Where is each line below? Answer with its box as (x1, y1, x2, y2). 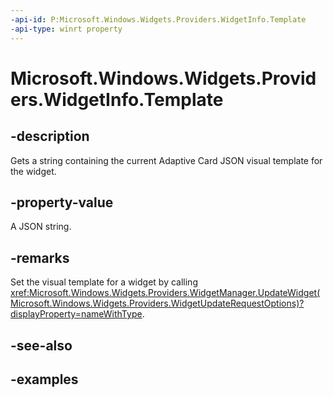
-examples (10, 371, 79, 388)
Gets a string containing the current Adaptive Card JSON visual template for (10, 154, 323, 166)
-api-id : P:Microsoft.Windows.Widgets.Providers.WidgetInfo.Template (10, 14, 307, 25)
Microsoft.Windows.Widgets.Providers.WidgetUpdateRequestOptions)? (10, 297, 305, 310)
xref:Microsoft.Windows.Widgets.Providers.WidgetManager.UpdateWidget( (10, 287, 321, 299)
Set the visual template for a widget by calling (10, 276, 198, 288)
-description (10, 128, 90, 145)
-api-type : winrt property (10, 24, 123, 34)
